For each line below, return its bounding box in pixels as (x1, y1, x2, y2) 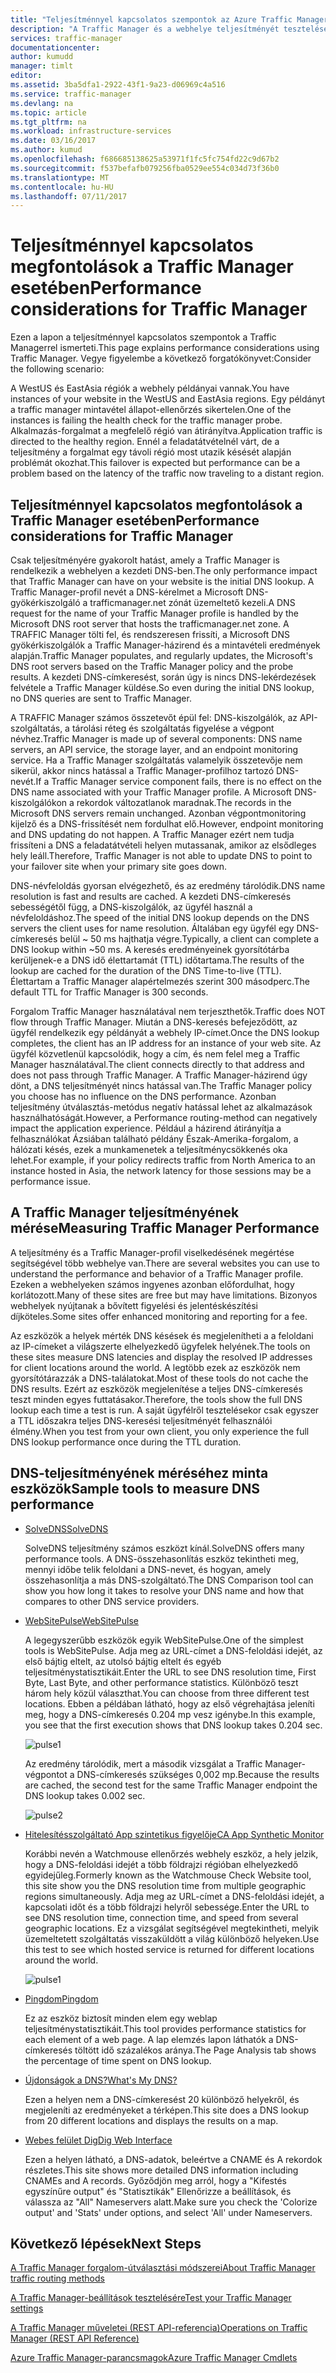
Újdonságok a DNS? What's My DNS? (24, 2074, 178, 2086)
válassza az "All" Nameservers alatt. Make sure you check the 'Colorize (24, 2196, 318, 2208)
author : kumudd (10, 52, 74, 62)
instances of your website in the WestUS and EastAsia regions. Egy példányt (10, 393, 326, 405)
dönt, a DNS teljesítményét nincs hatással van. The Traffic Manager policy (10, 1080, 313, 1091)
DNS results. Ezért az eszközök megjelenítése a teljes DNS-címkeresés (10, 1382, 303, 1395)
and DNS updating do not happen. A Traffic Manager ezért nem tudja (10, 829, 295, 840)
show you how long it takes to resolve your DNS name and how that (24, 1584, 305, 1596)
